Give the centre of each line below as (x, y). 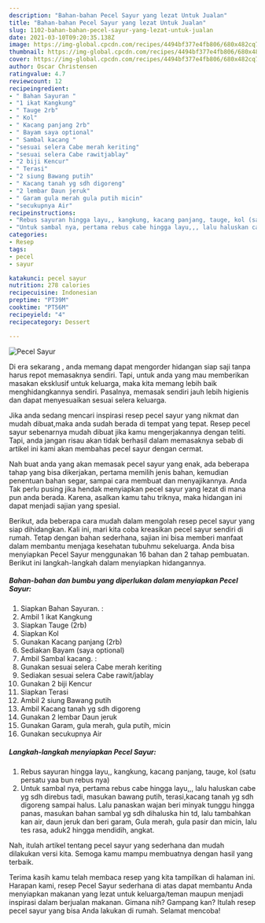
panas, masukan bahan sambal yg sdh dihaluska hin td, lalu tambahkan (135, 814)
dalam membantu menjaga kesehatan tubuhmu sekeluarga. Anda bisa (122, 546)
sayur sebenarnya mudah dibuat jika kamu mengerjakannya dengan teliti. (127, 432)
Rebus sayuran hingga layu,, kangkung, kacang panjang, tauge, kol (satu (138, 772)
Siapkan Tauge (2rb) (53, 625)
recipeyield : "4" (37, 314)
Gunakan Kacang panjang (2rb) (71, 642)
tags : (18, 249)
